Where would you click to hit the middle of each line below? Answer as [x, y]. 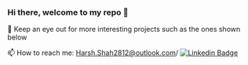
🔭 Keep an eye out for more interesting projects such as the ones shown [124, 29]
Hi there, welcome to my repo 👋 [68, 12]
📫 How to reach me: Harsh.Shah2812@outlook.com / [93, 53]
